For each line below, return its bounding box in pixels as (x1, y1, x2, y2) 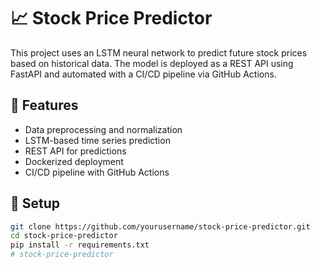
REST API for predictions (24, 145, 127, 157)
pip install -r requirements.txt (10, 240, 150, 250)
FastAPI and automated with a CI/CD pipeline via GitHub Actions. (10, 68, 277, 80)
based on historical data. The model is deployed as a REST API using (10, 57, 294, 69)
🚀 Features (10, 97, 79, 114)
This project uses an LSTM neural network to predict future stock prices (10, 46, 308, 59)
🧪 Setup (10, 195, 61, 212)
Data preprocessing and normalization (24, 123, 183, 135)
